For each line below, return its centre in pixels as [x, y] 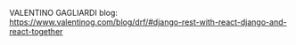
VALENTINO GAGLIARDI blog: [64, 13]
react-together [36, 31]
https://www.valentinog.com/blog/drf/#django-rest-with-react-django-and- [148, 22]
